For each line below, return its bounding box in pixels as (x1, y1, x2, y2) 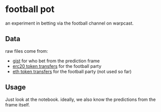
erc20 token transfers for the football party (12, 63, 102, 69)
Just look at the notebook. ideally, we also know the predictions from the (5, 96, 156, 102)
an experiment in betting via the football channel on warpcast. (5, 20, 134, 26)
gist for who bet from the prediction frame (12, 58, 100, 64)
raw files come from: (5, 48, 48, 54)
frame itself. (5, 101, 30, 107)
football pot (5, 4, 55, 15)
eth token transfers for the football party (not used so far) (12, 68, 132, 74)
